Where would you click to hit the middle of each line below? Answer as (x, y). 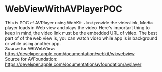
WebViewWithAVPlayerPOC (64, 9)
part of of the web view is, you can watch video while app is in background (81, 38)
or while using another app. (33, 43)
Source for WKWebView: (30, 48)
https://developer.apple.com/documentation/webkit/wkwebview (70, 54)
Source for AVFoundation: (31, 59)
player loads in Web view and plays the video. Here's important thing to (78, 27)
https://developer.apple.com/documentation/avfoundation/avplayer (73, 64)
